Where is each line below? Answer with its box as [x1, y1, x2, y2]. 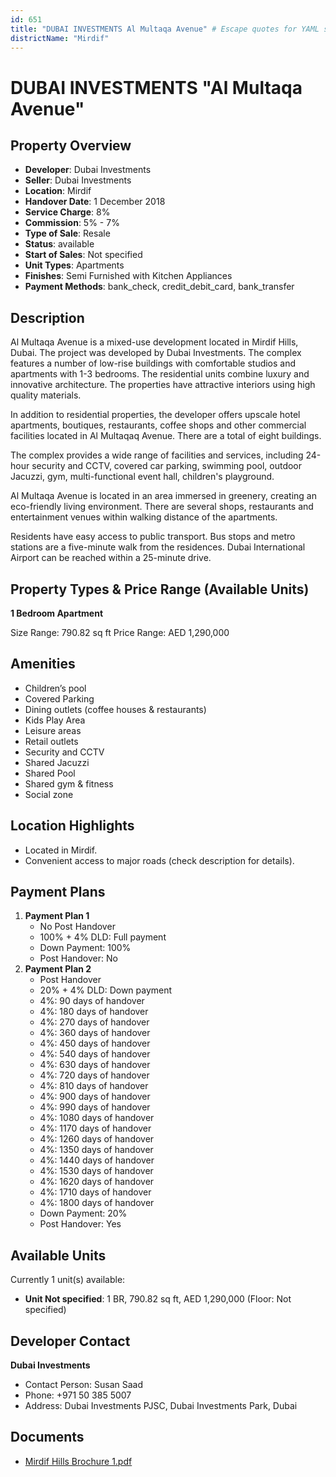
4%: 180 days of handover [39, 1006, 149, 1018]
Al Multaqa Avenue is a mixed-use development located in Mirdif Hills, [10, 336, 299, 348]
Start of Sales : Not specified [24, 249, 143, 261]
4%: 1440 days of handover [39, 1154, 155, 1166]
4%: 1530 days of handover [39, 1165, 154, 1177]
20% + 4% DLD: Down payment [39, 984, 173, 996]
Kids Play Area [24, 714, 86, 726]
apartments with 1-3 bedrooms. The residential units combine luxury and [10, 368, 310, 380]
